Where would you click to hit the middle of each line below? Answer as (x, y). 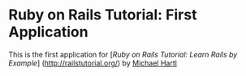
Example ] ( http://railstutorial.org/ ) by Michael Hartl (93, 63)
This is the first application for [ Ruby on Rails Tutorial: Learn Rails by (123, 54)
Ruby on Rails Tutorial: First (103, 15)
